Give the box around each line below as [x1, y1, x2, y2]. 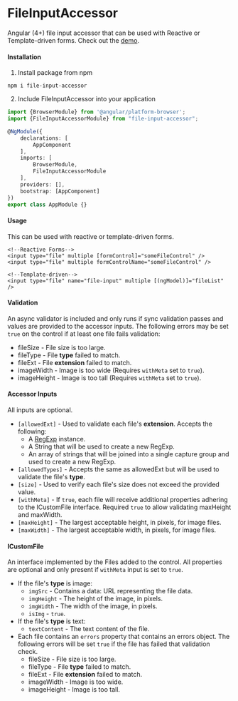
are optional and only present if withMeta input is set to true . [7, 566, 183, 574]
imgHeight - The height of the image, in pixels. [28, 594, 163, 603]
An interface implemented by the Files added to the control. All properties [7, 558, 222, 566]
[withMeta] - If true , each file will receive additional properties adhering [17, 496, 229, 503]
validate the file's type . [17, 473, 85, 481]
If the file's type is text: [17, 617, 86, 625]
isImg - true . [28, 610, 66, 618]
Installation [7, 52, 41, 61]
